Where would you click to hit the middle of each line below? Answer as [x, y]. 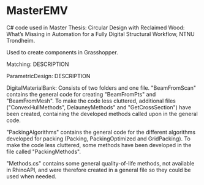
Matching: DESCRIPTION [38, 64]
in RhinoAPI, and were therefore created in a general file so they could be [99, 170]
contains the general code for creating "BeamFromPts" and [81, 94]
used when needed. [32, 176]
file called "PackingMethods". [44, 151]
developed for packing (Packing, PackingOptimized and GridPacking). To [99, 139]
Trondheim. [21, 40]
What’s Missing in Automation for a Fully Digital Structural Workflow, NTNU [100, 34]
